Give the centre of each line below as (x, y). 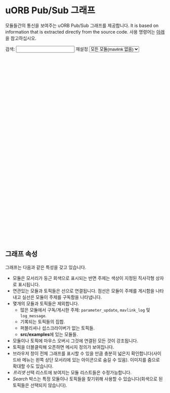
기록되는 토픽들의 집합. (42, 321)
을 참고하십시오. (21, 38)
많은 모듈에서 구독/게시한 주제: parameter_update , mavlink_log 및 (85, 310)
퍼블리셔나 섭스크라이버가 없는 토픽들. (57, 328)
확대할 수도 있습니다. (33, 366)
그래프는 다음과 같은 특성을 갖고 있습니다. (46, 267)
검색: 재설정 (47, 49)
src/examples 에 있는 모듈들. (49, 334)
